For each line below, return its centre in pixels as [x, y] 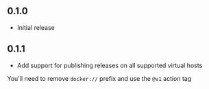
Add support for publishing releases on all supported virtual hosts [110, 65]
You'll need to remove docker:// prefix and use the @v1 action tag [99, 78]
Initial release [36, 27]
